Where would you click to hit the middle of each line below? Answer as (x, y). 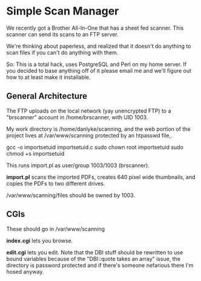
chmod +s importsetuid (35, 153)
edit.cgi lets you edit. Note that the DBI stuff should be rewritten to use (95, 252)
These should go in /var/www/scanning (55, 229)
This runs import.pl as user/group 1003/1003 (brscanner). (78, 165)
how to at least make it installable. (48, 77)
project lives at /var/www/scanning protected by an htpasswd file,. (89, 135)
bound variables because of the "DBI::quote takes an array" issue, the (93, 259)
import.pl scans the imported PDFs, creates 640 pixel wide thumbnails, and (101, 177)
